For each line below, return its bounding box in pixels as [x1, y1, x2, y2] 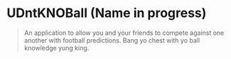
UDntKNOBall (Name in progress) [6, 5, 207, 21]
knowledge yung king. [23, 43, 90, 52]
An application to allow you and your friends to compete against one [23, 28, 225, 37]
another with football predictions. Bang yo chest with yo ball [23, 36, 200, 44]
